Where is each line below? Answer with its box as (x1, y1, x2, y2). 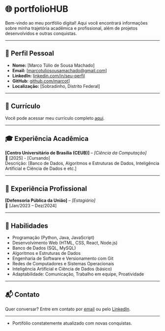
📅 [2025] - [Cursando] (5, 155, 51, 161)
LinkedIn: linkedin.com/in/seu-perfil (12, 73, 85, 79)
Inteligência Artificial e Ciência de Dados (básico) (12, 266, 112, 272)
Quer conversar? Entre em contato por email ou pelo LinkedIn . (5, 306, 131, 312)
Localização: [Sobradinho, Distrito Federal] (12, 83, 100, 89)
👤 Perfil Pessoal (5, 49, 54, 57)
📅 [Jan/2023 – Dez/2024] (5, 203, 57, 209)
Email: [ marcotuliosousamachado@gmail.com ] (12, 67, 107, 73)
